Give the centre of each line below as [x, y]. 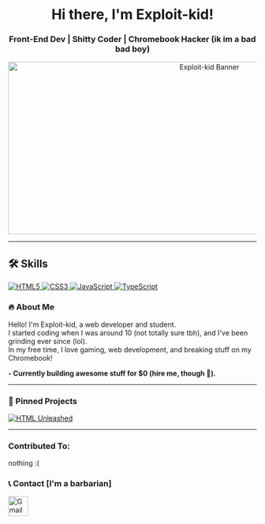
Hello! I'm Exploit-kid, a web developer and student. [92, 324]
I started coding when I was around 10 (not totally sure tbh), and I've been [128, 332]
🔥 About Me [32, 307]
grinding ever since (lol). [48, 341]
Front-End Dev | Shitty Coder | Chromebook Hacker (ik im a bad [132, 39]
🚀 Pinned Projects [43, 401]
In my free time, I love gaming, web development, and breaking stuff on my [130, 350]
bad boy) [132, 49]
